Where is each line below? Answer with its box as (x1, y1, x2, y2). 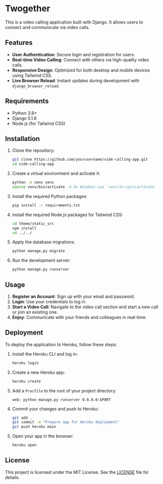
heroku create (12, 379, 41, 384)
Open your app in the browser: (12, 433, 74, 439)
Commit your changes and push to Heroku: (12, 406, 99, 411)
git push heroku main (12, 424, 56, 429)
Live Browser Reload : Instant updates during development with (12, 77, 140, 83)
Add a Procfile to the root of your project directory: (12, 387, 117, 393)
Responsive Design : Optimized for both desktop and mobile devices (12, 67, 150, 73)
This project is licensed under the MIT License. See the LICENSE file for (5, 469, 149, 475)
